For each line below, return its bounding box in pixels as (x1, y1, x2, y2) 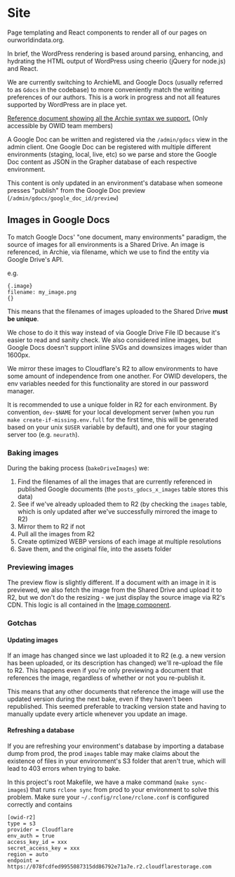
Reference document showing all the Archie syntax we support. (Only (7, 114, 208, 122)
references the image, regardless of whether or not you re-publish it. (7, 674, 206, 682)
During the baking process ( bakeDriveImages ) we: (7, 464, 149, 472)
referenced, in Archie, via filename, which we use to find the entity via (7, 248, 209, 256)
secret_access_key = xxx (7, 845, 80, 852)
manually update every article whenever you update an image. (7, 709, 188, 719)
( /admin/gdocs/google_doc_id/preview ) (7, 194, 119, 202)
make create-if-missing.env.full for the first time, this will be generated (7, 415, 219, 424)
